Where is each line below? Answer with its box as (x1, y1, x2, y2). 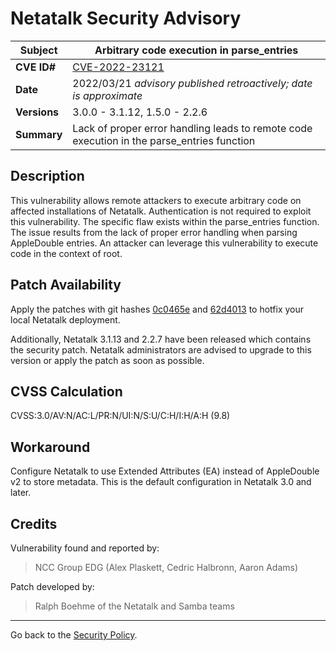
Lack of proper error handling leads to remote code (72, 121, 313, 135)
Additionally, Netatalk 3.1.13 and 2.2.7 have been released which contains (10, 333, 312, 345)
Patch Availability (10, 277, 122, 294)
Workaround (10, 438, 91, 456)
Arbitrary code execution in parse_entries (94, 43, 299, 57)
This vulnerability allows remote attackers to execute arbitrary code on (10, 194, 302, 206)
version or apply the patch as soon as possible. (10, 354, 205, 366)
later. (10, 487, 32, 499)
